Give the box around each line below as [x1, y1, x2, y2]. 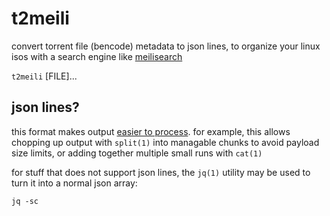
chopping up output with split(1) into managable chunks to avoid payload [11, 136, 320, 148]
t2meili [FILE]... [11, 70, 78, 82]
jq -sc [11, 196, 39, 206]
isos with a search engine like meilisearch [11, 50, 183, 62]
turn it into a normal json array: [11, 177, 138, 189]
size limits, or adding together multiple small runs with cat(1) [11, 147, 263, 159]
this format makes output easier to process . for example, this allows [11, 125, 291, 137]
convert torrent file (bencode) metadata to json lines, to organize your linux [11, 40, 321, 52]
